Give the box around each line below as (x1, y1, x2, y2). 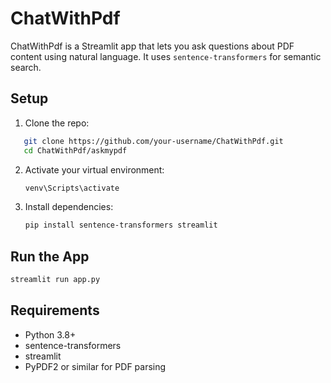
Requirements (10, 302, 100, 319)
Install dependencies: (24, 201, 114, 213)
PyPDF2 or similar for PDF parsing (24, 360, 167, 372)
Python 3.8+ (24, 328, 77, 341)
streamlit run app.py (10, 275, 101, 285)
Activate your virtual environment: (24, 163, 165, 176)
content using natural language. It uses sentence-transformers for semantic (10, 50, 322, 62)
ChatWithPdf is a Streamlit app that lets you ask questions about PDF (10, 40, 295, 52)
